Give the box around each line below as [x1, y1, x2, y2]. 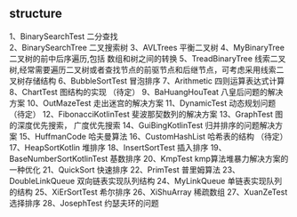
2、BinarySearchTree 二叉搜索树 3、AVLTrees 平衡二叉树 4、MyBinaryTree [9, 42, 285, 52]
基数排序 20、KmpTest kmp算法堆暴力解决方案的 [109, 153, 289, 164]
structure [9, 6, 62, 21]
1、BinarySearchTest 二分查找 [9, 30, 118, 42]
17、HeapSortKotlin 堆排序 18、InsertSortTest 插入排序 [9, 141, 209, 153]
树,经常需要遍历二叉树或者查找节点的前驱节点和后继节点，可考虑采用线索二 [9, 64, 285, 75]
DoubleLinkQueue [9, 175, 76, 186]
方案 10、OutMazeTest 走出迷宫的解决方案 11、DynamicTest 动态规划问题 [9, 97, 277, 108]
